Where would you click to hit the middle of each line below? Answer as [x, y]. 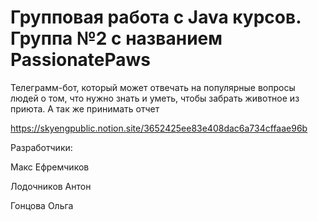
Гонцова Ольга [42, 205]
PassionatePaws [81, 60]
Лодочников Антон [51, 186]
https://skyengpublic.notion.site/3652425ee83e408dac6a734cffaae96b [159, 128]
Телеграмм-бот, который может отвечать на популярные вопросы [153, 87]
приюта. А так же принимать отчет [85, 108]
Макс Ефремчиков [50, 167]
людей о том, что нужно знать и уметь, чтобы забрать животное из [155, 98]
